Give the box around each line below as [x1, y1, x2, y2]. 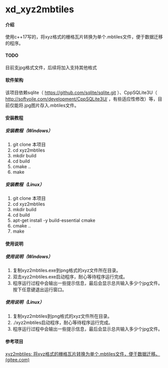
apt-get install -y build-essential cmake [12, 217, 95, 223]
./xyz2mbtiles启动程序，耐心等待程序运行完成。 [12, 319, 113, 325]
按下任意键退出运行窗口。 [12, 286, 67, 293]
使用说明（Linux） [5, 299, 44, 305]
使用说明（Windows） [5, 253, 53, 259]
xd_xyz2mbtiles [5, 4, 74, 15]
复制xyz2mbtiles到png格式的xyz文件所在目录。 [12, 313, 112, 319]
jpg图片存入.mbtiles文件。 [25, 102, 79, 108]
